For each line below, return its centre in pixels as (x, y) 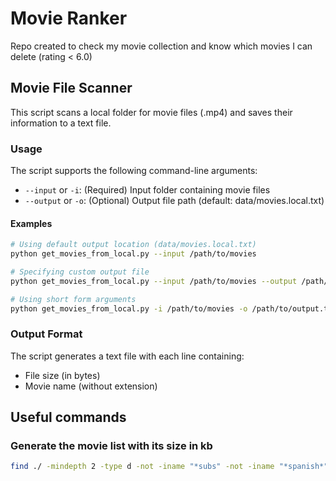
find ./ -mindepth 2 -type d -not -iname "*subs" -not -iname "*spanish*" (169, 467)
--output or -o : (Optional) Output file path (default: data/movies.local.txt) (174, 201)
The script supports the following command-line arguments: (134, 171)
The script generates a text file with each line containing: (127, 356)
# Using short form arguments (73, 299)
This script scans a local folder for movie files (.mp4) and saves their (151, 112)
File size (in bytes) (62, 375)
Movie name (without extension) (91, 386)
